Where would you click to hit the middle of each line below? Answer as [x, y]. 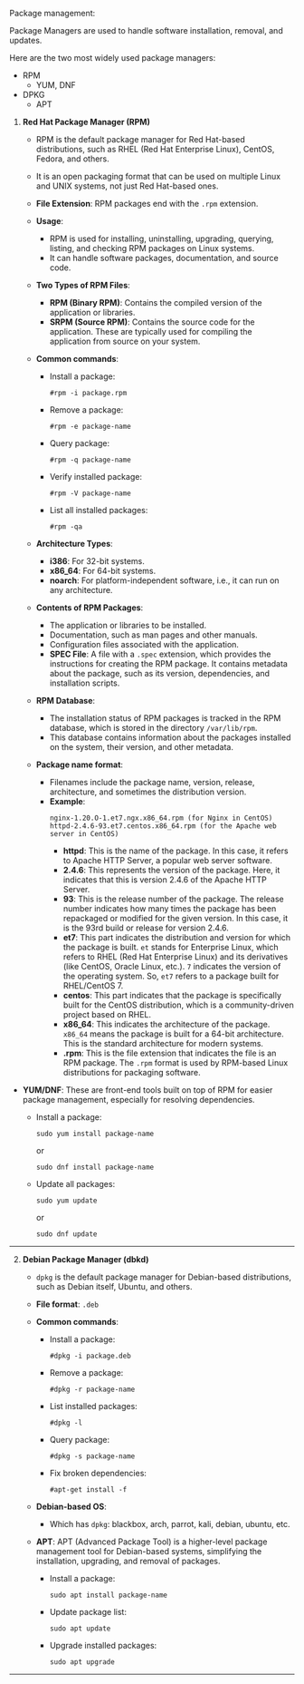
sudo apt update [80, 1629]
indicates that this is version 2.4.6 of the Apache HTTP [165, 880]
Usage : [50, 221]
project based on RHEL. [107, 1014]
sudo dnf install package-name [95, 1167]
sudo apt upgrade [82, 1662]
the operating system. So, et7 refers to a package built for [171, 976]
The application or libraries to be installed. [128, 625]
